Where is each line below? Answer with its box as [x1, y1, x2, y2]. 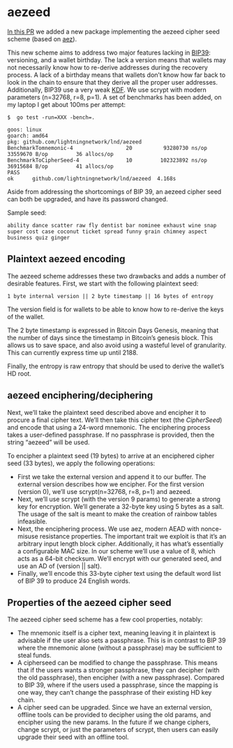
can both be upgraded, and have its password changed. [7, 195, 169, 203]
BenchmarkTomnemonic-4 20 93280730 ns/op [7, 144, 208, 151]
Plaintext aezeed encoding [7, 253, 126, 265]
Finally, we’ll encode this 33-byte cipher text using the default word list [17, 569, 221, 577]
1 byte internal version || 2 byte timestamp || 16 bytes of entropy [7, 292, 214, 299]
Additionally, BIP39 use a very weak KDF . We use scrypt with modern [7, 85, 207, 94]
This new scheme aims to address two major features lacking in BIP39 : [7, 48, 211, 57]
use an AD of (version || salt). [17, 561, 103, 570]
